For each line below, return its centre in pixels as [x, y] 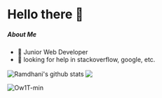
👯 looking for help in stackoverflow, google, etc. [86, 60]
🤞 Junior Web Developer [53, 52]
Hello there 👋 [46, 14]
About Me [22, 34]
